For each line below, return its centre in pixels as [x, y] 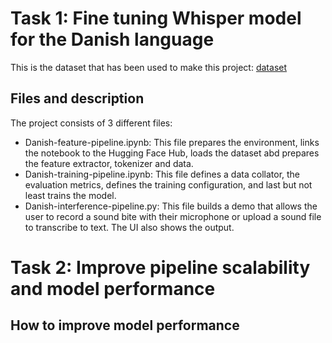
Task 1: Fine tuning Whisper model [156, 18]
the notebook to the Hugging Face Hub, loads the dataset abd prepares [172, 153]
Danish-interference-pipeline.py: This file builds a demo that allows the [171, 206]
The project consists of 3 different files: [91, 123]
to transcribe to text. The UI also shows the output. [129, 227]
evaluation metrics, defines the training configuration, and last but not [168, 184]
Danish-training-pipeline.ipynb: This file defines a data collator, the [162, 174]
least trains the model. [70, 195]
